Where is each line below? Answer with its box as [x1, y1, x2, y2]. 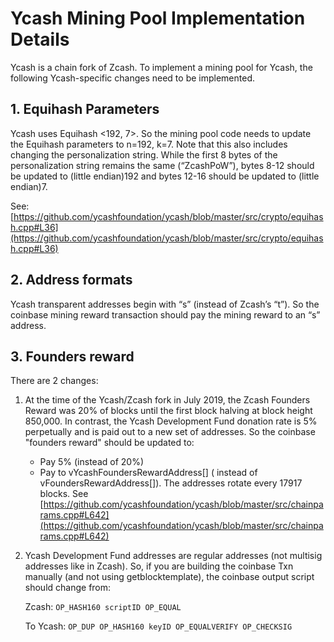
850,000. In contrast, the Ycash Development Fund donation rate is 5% [24, 415, 318, 427]
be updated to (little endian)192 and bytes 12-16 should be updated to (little [10, 170, 320, 182]
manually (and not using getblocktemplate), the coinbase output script [24, 571, 315, 583]
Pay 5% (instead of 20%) [39, 456, 144, 468]
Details [10, 28, 70, 51]
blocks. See [39, 488, 89, 500]
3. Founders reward [10, 348, 135, 365]
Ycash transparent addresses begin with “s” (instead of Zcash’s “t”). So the [10, 298, 320, 310]
